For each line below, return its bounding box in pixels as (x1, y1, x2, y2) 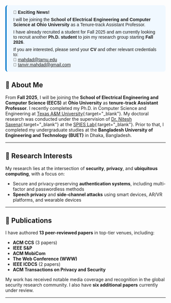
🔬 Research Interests (5, 152, 73, 160)
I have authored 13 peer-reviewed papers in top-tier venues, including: (5, 230, 155, 236)
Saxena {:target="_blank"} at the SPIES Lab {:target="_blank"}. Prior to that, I (5, 121, 164, 127)
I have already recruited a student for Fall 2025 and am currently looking (13, 29, 155, 35)
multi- (153, 180, 166, 186)
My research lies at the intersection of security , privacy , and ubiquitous (5, 165, 158, 171)
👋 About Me (5, 81, 43, 90)
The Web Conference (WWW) (12, 256, 78, 262)
